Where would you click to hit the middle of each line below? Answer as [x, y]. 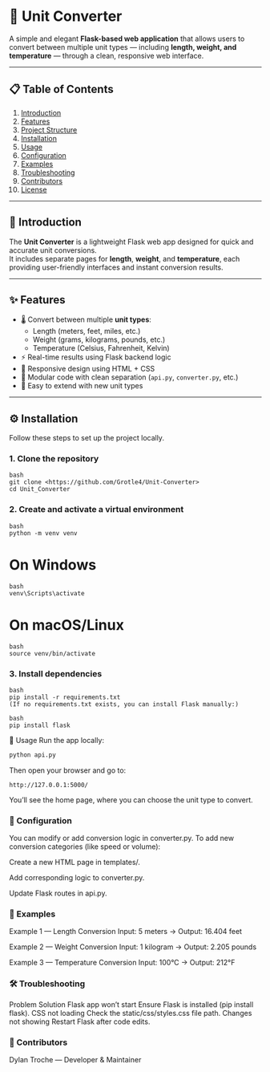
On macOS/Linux [67, 625]
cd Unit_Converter [40, 489]
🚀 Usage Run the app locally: [57, 740]
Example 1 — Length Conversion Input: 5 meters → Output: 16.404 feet [126, 932]
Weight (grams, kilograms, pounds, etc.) [99, 339]
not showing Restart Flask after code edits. [80, 1021]
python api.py [33, 755]
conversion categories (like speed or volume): [85, 847]
